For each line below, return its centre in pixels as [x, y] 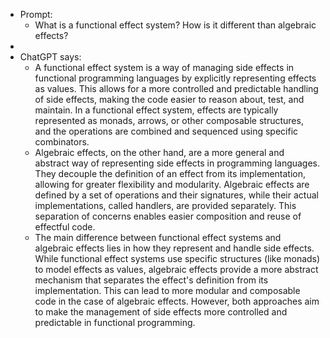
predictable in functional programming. [115, 322]
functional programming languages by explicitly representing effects [175, 78]
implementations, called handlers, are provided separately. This [165, 205]
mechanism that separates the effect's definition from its [151, 280]
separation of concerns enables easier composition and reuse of [168, 216]
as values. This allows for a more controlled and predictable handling [176, 88]
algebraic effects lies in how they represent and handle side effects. [174, 248]
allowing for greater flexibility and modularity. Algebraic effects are [172, 184]
